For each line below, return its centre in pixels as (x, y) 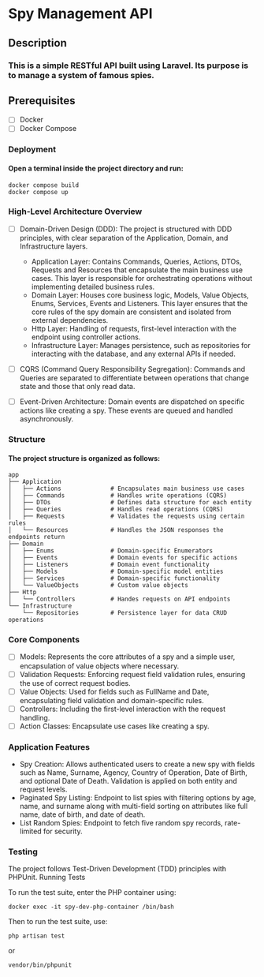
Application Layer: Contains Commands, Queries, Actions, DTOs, (136, 261)
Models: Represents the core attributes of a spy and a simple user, (127, 657)
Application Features (49, 747)
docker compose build (44, 185)
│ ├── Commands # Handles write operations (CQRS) (117, 496)
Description (37, 43)
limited (30, 831)
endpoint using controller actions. (86, 337)
